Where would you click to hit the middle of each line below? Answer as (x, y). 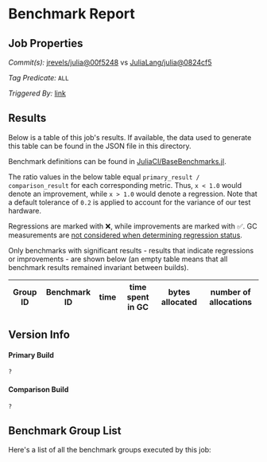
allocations (231, 302)
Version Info (39, 335)
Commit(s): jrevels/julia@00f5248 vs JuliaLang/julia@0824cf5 (110, 62)
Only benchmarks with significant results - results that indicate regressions (131, 250)
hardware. (25, 210)
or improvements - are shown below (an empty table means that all (118, 259)
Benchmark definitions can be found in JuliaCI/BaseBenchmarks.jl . (117, 161)
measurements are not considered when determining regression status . (125, 235)
